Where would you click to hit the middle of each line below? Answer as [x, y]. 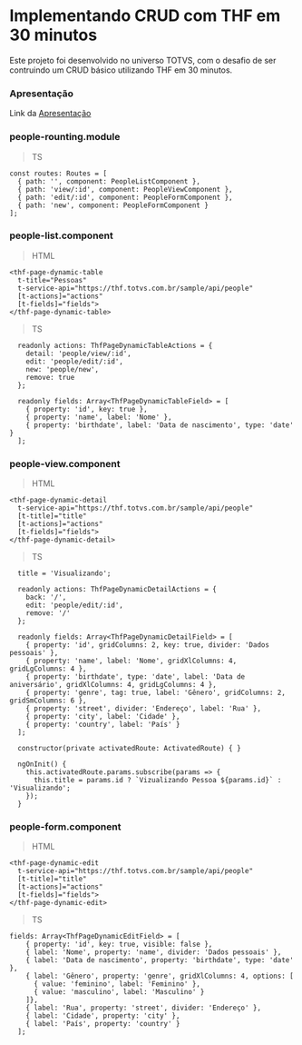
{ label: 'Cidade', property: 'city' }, [103, 1016]
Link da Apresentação [50, 114]
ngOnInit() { [42, 764]
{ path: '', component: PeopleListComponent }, [109, 181]
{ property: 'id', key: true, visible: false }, [119, 945]
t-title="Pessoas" [53, 280]
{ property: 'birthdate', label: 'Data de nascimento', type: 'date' [160, 425]
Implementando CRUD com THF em [145, 16]
